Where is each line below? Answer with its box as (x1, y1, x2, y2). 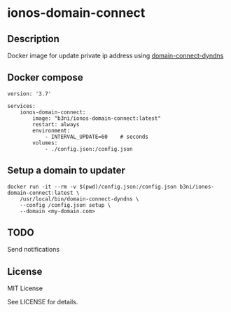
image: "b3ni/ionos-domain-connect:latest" (32, 114, 161, 122)
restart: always (32, 121, 80, 128)
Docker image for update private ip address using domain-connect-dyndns (7, 51, 224, 60)
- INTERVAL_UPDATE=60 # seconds (44, 133, 149, 140)
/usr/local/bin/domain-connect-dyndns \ (20, 195, 139, 203)
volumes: (32, 139, 58, 147)
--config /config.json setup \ (20, 201, 111, 208)
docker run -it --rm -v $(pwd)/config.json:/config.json (7, 183, 177, 190)
